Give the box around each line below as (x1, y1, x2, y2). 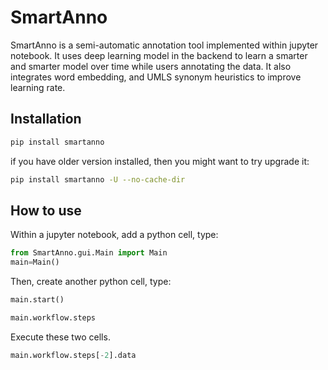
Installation (10, 111, 82, 128)
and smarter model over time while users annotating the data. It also (10, 60, 292, 72)
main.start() (10, 295, 65, 305)
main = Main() (10, 257, 60, 268)
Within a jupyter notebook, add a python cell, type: (10, 229, 219, 241)
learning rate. (10, 81, 66, 93)
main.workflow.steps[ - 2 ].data (10, 350, 137, 360)
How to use (10, 202, 82, 219)
